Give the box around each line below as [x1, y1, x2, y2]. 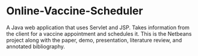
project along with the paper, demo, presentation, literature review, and [6, 36, 182, 43]
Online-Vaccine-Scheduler [6, 4, 143, 18]
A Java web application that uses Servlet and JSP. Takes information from [6, 24, 190, 31]
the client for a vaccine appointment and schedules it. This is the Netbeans [6, 30, 192, 37]
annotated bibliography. [6, 43, 65, 50]
